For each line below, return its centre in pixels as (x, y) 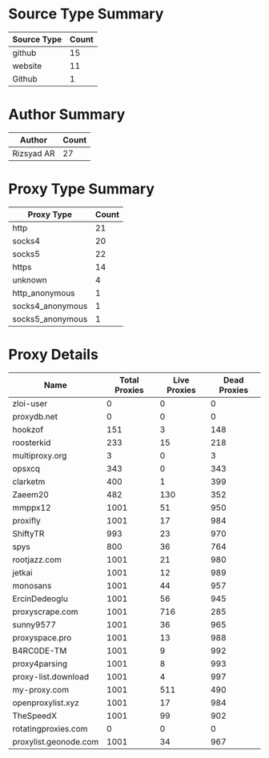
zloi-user (30, 403)
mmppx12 (32, 507)
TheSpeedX (35, 716)
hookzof (28, 429)
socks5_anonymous (50, 319)
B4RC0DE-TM (40, 651)
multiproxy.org (40, 455)
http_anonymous (44, 293)
